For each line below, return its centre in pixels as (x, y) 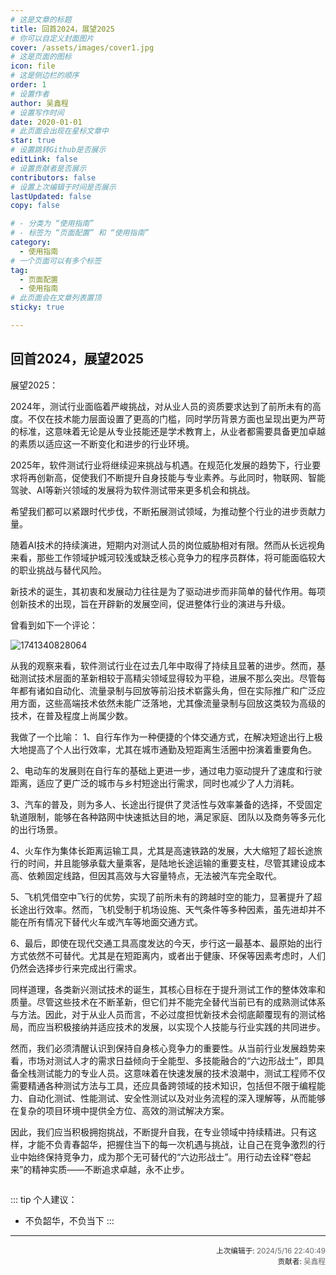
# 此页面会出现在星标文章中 (60, 131)
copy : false (35, 206)
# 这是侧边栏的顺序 (45, 76)
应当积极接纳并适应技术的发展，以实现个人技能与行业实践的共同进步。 (181, 1027)
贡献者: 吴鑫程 (301, 1261)
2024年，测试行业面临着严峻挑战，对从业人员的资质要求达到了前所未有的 (161, 406)
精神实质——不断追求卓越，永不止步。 (110, 1169)
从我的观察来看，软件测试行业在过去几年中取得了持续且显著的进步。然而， (163, 665)
